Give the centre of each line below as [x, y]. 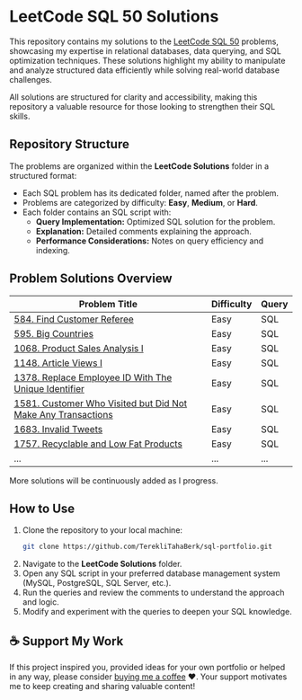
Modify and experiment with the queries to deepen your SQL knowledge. [157, 612]
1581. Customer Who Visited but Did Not [101, 403]
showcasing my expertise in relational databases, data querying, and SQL [145, 50]
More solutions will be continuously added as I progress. [114, 480]
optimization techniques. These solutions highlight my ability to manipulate [147, 60]
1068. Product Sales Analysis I [79, 348]
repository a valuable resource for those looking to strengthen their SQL [142, 106]
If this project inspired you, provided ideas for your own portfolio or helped [147, 668]
